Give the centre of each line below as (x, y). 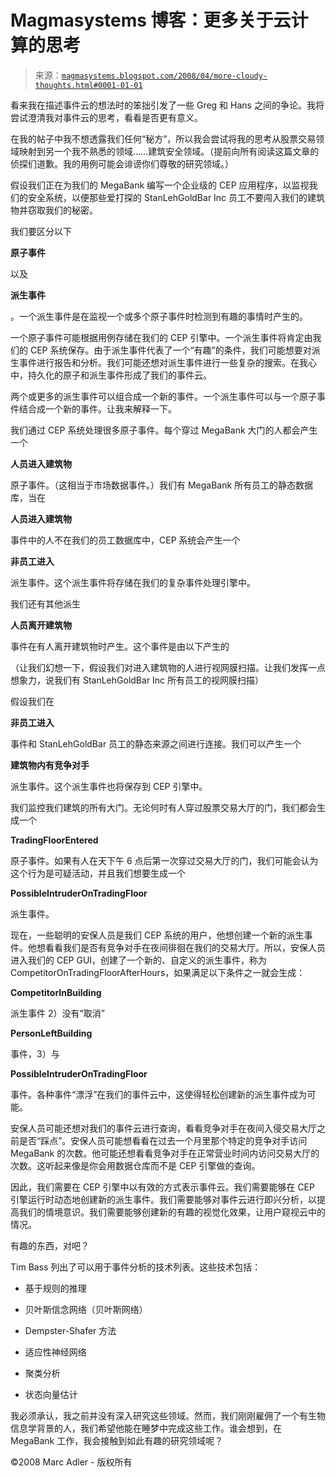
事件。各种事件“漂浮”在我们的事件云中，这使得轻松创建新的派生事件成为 (159, 1094)
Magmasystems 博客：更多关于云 (151, 20)
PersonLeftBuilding (51, 1033)
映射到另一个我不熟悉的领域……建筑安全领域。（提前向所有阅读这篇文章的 (169, 151)
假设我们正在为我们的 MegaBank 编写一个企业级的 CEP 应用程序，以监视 (160, 185)
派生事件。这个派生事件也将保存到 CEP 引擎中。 (109, 786)
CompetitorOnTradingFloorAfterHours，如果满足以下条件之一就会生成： (158, 972)
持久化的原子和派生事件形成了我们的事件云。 (119, 375)
